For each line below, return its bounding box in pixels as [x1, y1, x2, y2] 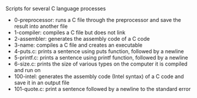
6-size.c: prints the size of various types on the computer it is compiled [14, 60, 188, 67]
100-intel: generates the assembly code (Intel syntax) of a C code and [14, 73, 184, 80]
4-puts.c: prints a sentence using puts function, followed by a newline [14, 48, 184, 55]
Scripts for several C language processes [5, 5, 106, 12]
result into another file [14, 23, 68, 30]
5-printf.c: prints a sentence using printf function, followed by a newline [14, 54, 188, 61]
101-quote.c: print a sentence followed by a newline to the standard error [14, 86, 191, 92]
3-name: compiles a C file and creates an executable [14, 41, 143, 48]
